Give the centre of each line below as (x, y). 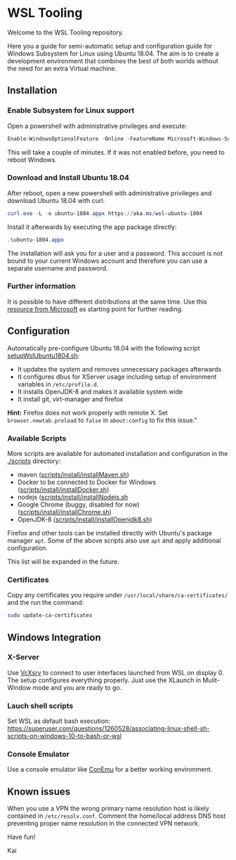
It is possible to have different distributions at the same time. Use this (107, 301)
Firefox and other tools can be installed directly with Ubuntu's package (110, 533)
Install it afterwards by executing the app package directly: (92, 227)
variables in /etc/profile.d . (58, 384)
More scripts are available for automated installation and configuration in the (118, 453)
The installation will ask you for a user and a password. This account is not (115, 253)
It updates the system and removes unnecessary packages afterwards (119, 369)
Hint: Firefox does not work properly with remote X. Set (88, 412)
